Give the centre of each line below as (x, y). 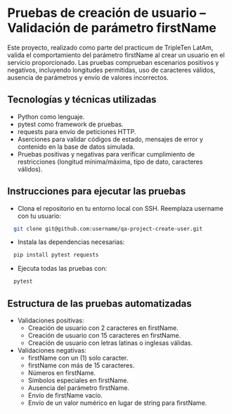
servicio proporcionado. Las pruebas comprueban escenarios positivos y (113, 62)
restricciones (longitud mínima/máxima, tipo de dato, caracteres (110, 162)
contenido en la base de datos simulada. (76, 147)
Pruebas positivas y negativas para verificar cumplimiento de (106, 154)
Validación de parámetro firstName (112, 28)
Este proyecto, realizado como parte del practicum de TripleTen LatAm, (110, 47)
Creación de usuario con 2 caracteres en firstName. (103, 328)
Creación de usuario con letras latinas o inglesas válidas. (110, 343)
